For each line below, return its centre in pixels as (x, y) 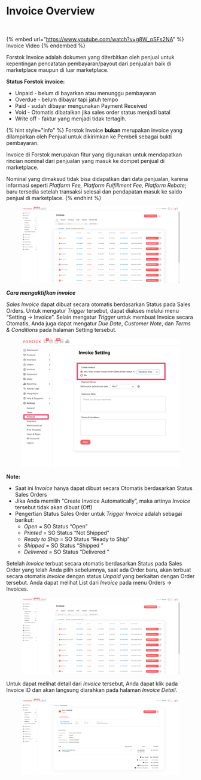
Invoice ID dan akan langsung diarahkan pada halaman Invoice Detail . (92, 690)
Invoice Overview (51, 11)
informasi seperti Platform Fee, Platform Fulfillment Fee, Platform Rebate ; (96, 185)
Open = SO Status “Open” (56, 527)
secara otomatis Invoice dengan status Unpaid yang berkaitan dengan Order (100, 576)
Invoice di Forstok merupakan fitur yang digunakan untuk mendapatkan (94, 155)
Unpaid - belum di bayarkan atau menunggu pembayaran (86, 93)
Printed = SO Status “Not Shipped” (66, 533)
